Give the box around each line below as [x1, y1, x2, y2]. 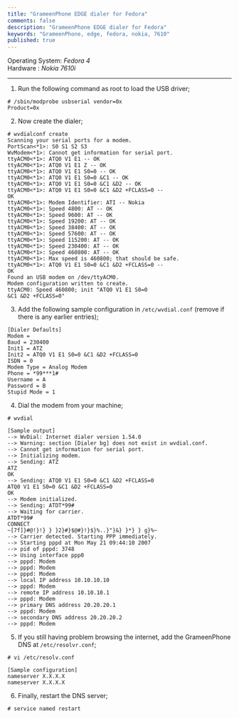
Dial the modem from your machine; [17, 401, 123, 410]
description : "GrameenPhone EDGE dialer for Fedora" [7, 23, 167, 31]
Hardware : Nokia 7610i [7, 64, 76, 73]
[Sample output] [7, 428, 55, 435]
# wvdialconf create [7, 131, 69, 138]
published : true [7, 37, 55, 44]
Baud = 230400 [7, 339, 50, 346]
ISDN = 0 [7, 357, 33, 365]
